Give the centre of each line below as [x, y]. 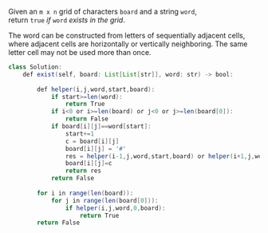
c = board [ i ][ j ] [92, 141]
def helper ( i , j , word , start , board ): [96, 89]
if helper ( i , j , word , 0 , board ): [115, 208]
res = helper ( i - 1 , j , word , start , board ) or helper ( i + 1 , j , [160, 156]
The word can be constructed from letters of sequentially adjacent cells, [127, 36]
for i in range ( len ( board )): [85, 193]
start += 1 [79, 134]
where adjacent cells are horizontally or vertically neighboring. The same [128, 44]
